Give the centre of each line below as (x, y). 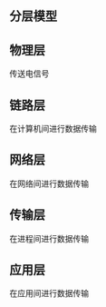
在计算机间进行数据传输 (53, 129)
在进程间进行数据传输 (49, 238)
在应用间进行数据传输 (49, 293)
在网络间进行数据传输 (49, 183)
